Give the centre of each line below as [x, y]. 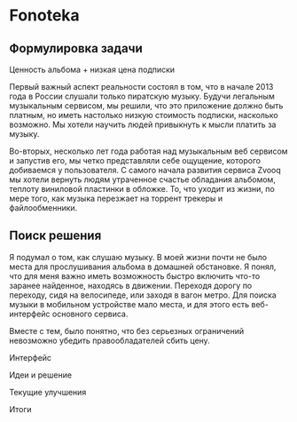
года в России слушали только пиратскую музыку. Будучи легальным [142, 96]
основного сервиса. [90, 314]
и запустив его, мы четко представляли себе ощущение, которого [135, 160]
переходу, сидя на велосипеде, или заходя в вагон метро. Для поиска [143, 295]
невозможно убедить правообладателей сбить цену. [109, 340]
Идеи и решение [41, 375]
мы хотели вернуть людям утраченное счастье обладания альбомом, [143, 179]
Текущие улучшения [48, 392]
